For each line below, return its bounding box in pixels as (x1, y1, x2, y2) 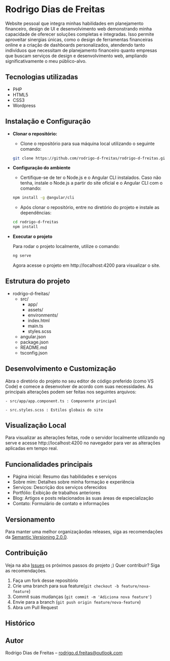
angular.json (20, 333, 46, 339)
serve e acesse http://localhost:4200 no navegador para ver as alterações (5, 440, 161, 446)
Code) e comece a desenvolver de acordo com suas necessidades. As (5, 383, 153, 389)
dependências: (20, 210, 52, 216)
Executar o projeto (12, 233, 53, 239)
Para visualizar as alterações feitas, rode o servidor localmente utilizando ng (5, 435, 165, 441)
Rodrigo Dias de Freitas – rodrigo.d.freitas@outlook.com (5, 650, 123, 656)
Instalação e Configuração (5, 117, 91, 126)
